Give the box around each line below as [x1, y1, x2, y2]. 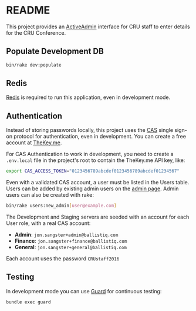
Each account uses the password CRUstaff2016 [6, 255, 120, 262]
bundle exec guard [6, 299, 51, 305]
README [6, 4, 50, 17]
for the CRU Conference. [6, 29, 66, 36]
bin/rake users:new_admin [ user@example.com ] [6, 203, 117, 209]
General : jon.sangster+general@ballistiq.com [14, 244, 127, 250]
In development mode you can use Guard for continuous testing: [6, 287, 162, 295]
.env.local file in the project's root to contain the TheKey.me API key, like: [6, 157, 185, 164]
